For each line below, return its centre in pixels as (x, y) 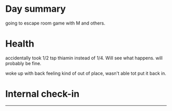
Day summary (36, 9)
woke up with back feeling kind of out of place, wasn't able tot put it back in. (86, 73)
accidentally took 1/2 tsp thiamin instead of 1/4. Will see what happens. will (84, 58)
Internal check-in (42, 94)
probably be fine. (24, 63)
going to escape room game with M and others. (55, 23)
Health (20, 44)
